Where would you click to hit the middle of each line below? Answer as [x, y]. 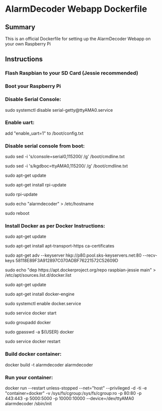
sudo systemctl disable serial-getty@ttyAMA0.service [59, 110]
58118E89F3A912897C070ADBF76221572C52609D [67, 261]
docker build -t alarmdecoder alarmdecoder [49, 365]
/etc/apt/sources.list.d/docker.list [38, 275]
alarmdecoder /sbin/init [28, 404]
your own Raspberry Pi [28, 44]
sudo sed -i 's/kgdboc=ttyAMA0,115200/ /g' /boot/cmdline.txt [66, 166]
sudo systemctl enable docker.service [43, 304]
